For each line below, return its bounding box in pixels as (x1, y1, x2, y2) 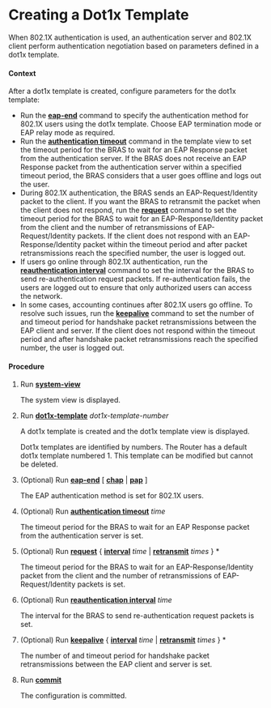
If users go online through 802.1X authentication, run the (19, 257, 209, 267)
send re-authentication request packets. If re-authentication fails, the (19, 274, 251, 284)
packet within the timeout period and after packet (83, 240, 248, 250)
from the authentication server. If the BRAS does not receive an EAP (19, 154, 247, 164)
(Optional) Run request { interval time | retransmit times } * (19, 547, 220, 557)
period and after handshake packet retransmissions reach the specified (19, 335, 259, 344)
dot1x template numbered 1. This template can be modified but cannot (19, 451, 253, 461)
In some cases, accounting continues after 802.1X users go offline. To (19, 300, 253, 309)
